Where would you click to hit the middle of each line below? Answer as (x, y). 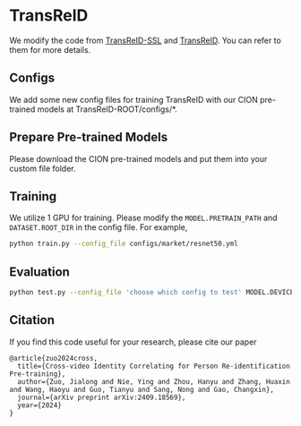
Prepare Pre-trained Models (89, 137)
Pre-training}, (38, 374)
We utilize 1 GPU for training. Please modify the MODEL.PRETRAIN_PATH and (143, 218)
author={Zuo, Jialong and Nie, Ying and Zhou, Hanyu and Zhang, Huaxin (154, 381)
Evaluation (39, 272)
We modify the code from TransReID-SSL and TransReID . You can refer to (146, 40)
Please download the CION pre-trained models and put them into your (138, 158)
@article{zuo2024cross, (54, 358)
